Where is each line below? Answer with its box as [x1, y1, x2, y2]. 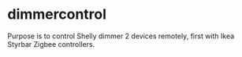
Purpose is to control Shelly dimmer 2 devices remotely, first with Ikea [7, 31, 235, 41]
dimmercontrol [7, 5, 107, 23]
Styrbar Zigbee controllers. [7, 39, 95, 48]
